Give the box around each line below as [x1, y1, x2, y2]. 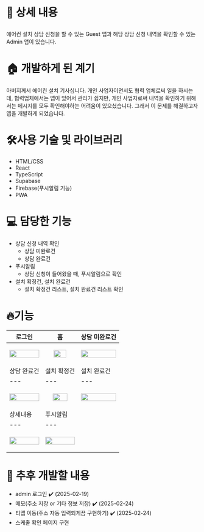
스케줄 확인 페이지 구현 [15, 519, 69, 526]
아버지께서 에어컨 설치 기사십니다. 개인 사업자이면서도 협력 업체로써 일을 [6, 87, 177, 95]
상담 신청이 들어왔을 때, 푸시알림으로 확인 [24, 270, 122, 278]
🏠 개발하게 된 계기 [6, 62, 96, 76]
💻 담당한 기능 [6, 215, 72, 229]
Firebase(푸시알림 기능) [15, 184, 72, 192]
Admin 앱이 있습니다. [6, 38, 57, 46]
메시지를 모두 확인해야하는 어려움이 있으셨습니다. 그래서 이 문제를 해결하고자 [17, 102, 199, 110]
